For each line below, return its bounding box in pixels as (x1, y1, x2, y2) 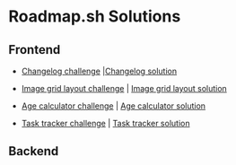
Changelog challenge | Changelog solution (21, 65, 177, 76)
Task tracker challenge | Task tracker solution (21, 118, 190, 128)
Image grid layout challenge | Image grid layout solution (21, 83, 228, 93)
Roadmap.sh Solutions (8, 6, 181, 27)
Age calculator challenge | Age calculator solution (21, 100, 206, 111)
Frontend (8, 42, 61, 57)
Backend (8, 143, 59, 159)
